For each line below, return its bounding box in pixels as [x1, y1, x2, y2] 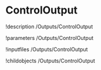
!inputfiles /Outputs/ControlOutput [5, 45, 88, 53]
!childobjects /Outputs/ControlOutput [5, 57, 95, 64]
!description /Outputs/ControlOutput [5, 23, 93, 30]
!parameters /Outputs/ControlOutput [5, 34, 93, 41]
